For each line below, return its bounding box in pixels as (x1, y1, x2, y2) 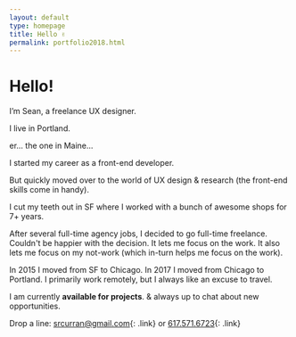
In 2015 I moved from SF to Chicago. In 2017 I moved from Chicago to (9, 265, 265, 275)
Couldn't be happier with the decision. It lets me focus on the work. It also (9, 238, 281, 249)
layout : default (9, 12, 70, 22)
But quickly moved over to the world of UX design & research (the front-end (9, 175, 288, 185)
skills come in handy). (9, 185, 89, 195)
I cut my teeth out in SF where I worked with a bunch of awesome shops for (9, 201, 287, 212)
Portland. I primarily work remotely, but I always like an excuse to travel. (9, 274, 273, 285)
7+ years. (9, 211, 45, 222)
